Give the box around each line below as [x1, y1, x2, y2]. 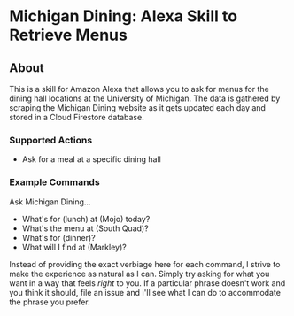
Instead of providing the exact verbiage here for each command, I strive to [9, 258, 281, 269]
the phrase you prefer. [9, 297, 90, 307]
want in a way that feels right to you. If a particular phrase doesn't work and [9, 277, 286, 289]
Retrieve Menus [9, 25, 128, 45]
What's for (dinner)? [21, 232, 96, 243]
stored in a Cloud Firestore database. [9, 112, 144, 122]
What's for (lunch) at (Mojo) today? [21, 213, 151, 224]
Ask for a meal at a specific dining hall [21, 154, 161, 165]
